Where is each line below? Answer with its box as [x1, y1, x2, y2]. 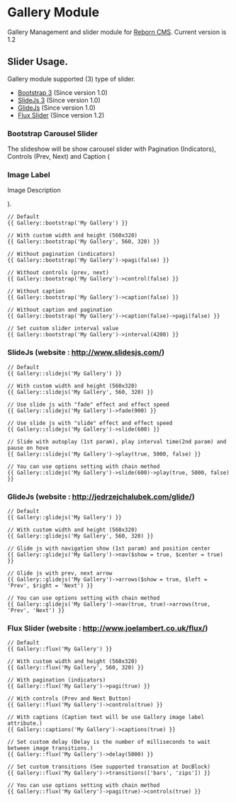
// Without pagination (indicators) [7, 251, 116, 258]
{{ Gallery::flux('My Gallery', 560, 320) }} [7, 664, 144, 672]
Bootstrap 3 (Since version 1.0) [17, 88, 108, 96]
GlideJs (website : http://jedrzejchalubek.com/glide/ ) [7, 492, 195, 502]
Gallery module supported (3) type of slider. [7, 74, 136, 83]
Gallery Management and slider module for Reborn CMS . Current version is [7, 28, 227, 36]
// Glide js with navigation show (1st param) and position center [7, 545, 211, 552]
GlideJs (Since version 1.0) [17, 103, 96, 112]
